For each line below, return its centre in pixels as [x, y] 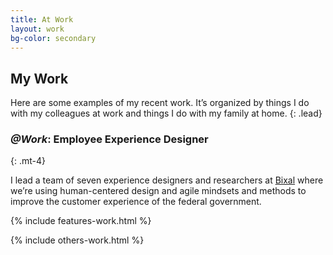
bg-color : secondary [53, 38]
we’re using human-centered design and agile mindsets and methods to [158, 191]
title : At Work [42, 19]
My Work [39, 78]
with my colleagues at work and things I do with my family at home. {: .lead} [166, 113]
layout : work [37, 29]
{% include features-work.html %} [81, 221]
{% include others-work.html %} [77, 240]
